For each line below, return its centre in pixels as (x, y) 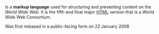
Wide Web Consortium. (28, 17)
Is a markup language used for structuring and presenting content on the (78, 7)
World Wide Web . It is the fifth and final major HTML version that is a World (80, 12)
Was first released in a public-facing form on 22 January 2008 (67, 26)
